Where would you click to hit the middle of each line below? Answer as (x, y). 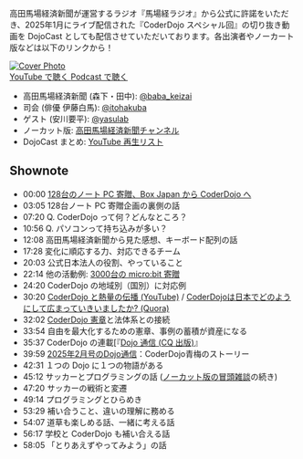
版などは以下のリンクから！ (62, 47)
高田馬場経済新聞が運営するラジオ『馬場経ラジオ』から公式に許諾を (137, 13)
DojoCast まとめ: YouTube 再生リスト (93, 141)
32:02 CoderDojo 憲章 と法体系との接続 (96, 319)
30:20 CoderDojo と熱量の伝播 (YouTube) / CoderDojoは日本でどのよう (157, 297)
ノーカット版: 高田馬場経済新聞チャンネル (101, 130)
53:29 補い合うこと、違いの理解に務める (99, 411)
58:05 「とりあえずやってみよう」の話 (94, 444)
